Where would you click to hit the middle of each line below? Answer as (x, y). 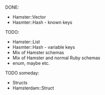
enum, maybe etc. (31, 63)
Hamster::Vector (29, 17)
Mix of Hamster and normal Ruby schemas (56, 58)
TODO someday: (22, 73)
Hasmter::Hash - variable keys (43, 47)
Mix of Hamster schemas (38, 53)
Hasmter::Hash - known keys (42, 22)
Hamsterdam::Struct (33, 88)
